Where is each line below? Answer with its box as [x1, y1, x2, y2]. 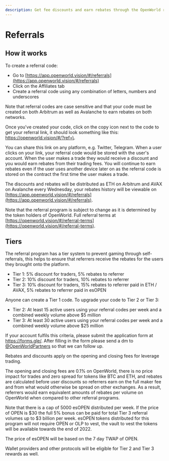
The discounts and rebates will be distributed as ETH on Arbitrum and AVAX [5, 181, 162, 187]
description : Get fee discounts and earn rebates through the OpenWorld [5, 7, 161, 13]
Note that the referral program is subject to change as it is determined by [5, 207, 156, 213]
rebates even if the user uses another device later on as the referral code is [5, 166, 161, 172]
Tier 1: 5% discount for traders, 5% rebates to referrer [12, 271, 125, 277]
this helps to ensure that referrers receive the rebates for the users [25, 256, 163, 262]
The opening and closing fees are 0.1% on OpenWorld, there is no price [5, 368, 153, 374]
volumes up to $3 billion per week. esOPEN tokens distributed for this [5, 415, 149, 421]
